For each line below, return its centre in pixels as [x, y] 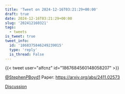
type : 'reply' [23, 50]
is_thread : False [27, 54]
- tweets [18, 32]
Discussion [16, 87]
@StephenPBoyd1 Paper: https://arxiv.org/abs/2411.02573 [62, 77]
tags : [10, 27]
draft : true [17, 14]
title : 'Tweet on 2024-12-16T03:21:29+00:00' [51, 9]
